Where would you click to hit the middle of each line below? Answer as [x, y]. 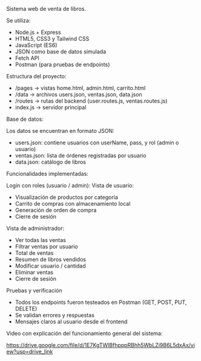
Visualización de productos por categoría [66, 197]
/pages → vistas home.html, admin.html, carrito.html [80, 88]
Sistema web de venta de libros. [46, 9]
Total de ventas [34, 253]
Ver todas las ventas [41, 240]
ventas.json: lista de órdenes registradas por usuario [81, 155]
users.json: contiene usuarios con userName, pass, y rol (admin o [97, 143]
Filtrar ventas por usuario [47, 246]
